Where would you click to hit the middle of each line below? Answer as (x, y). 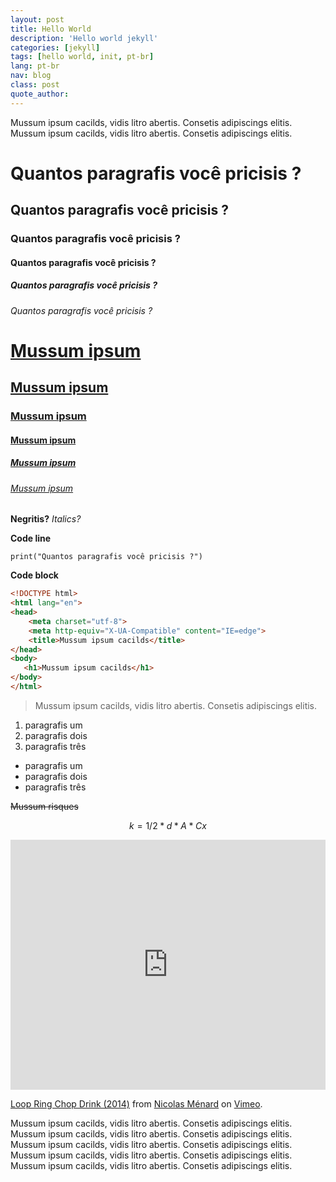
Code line (31, 538)
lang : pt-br (35, 66)
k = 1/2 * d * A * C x (168, 825)
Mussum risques (44, 806)
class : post (35, 85)
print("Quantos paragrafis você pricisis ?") (106, 557)
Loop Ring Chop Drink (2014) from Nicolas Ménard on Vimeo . (136, 1103)
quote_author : (40, 94)
